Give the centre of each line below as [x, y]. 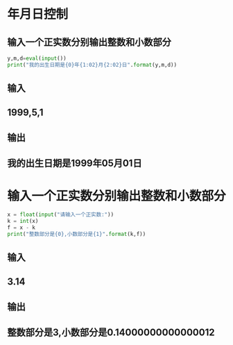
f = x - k [21, 228]
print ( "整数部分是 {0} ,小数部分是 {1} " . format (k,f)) [77, 234]
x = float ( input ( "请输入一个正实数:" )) [61, 215]
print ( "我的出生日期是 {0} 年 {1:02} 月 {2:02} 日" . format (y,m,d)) [92, 65]
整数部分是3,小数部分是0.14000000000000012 [111, 333]
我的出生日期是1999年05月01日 [75, 163]
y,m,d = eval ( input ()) [37, 58]
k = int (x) [23, 221]
